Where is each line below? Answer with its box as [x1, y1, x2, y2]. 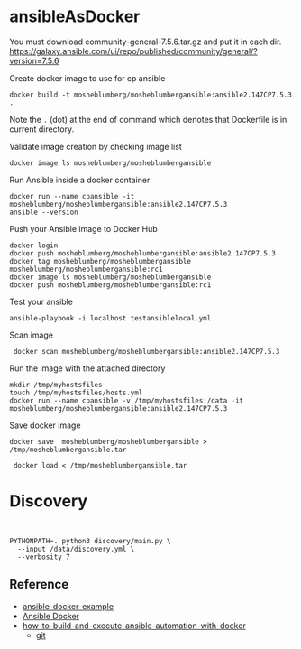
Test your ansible [9, 296, 74, 307]
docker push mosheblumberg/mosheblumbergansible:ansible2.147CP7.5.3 [9, 248, 277, 258]
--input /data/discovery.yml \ [17, 544, 135, 553]
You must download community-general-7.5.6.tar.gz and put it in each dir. [9, 36, 282, 47]
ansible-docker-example [22, 600, 114, 611]
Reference [9, 577, 69, 592]
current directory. [9, 124, 75, 134]
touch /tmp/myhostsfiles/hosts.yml [9, 388, 143, 397]
